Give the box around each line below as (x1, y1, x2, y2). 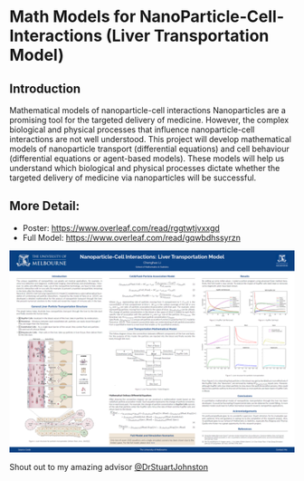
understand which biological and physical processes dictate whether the (9, 163, 280, 173)
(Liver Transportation (105, 25, 270, 46)
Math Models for (9, 6, 137, 27)
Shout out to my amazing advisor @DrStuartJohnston (9, 462, 209, 473)
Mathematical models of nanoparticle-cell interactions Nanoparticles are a (9, 105, 287, 115)
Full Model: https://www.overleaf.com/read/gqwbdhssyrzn (22, 232, 242, 243)
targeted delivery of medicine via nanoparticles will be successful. (9, 172, 257, 183)
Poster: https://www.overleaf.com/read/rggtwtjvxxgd (22, 222, 220, 233)
